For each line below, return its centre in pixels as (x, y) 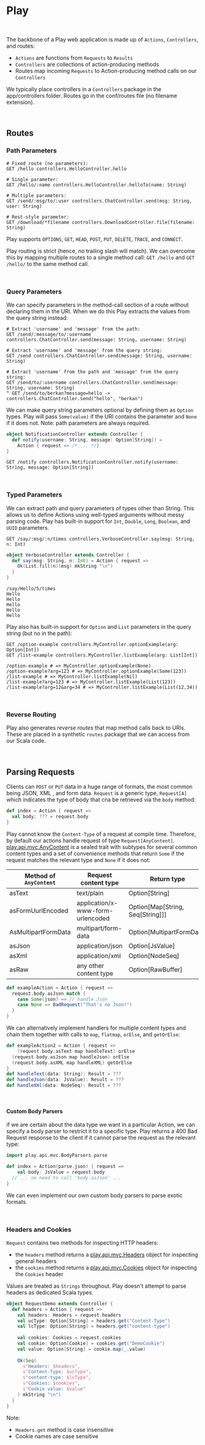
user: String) (24, 206)
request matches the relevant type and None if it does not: (78, 860)
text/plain (90, 893)
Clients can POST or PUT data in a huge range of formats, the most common (99, 787)
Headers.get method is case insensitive (64, 1430)
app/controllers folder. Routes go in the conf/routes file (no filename (92, 95)
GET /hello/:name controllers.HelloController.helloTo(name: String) (97, 185)
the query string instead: (37, 318)
